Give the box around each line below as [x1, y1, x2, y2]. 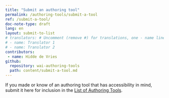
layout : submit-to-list [5, 31, 55, 36]
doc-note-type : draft [5, 21, 51, 27]
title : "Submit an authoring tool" [5, 7, 80, 13]
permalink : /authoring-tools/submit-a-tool [5, 12, 98, 17]
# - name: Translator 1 [5, 40, 55, 45]
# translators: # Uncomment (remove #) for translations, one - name [5, 36, 154, 41]
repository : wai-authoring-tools [10, 63, 80, 68]
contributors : [5, 49, 35, 54]
